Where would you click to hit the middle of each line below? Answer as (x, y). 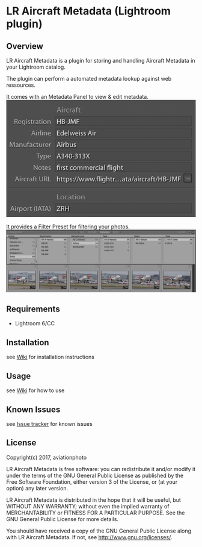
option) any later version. (37, 488)
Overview (25, 46)
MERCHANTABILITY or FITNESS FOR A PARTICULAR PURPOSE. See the (96, 513)
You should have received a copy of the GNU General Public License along (99, 531)
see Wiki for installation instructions (50, 357)
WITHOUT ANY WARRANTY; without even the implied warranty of (88, 506)
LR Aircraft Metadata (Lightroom (89, 11)
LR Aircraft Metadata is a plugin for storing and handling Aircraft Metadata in (101, 61)
